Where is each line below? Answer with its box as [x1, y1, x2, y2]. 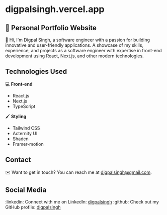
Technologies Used [5, 67, 67, 76]
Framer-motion [12, 141, 44, 147]
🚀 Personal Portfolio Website [5, 24, 97, 32]
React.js [12, 92, 30, 98]
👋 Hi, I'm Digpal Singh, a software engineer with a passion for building [5, 37, 150, 43]
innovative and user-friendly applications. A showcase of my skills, [5, 42, 144, 48]
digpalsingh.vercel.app [5, 4, 105, 15]
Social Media [5, 186, 47, 194]
